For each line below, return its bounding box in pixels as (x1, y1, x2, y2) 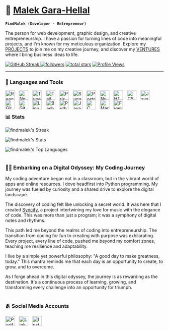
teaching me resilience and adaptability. (5, 243, 88, 249)
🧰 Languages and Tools (5, 78, 63, 85)
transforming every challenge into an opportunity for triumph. (5, 285, 132, 291)
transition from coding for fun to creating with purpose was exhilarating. (5, 233, 154, 239)
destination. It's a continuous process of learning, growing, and (5, 279, 136, 285)
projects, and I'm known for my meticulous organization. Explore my (5, 40, 146, 47)
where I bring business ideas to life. (5, 51, 79, 58)
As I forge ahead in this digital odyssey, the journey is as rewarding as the (5, 273, 158, 280)
